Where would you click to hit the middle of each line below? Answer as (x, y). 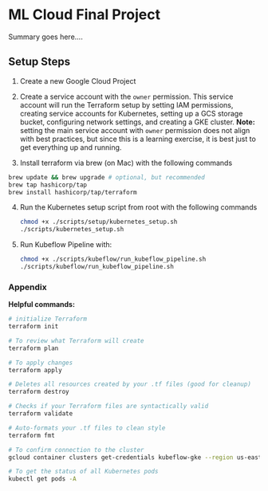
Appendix (28, 287)
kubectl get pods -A (43, 479)
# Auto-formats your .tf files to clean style (87, 428)
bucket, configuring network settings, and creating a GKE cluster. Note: (137, 122)
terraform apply (35, 370)
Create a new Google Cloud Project (78, 81)
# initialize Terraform (48, 319)
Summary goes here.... (46, 37)
